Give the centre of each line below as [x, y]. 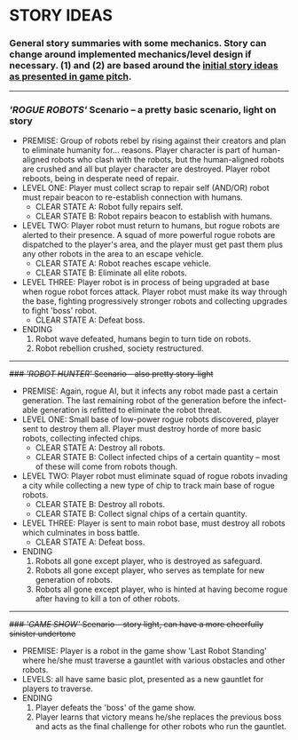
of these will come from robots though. [106, 466]
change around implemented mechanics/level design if [130, 54]
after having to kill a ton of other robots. [107, 598]
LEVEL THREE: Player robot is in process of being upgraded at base [146, 282]
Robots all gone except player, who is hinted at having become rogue [161, 589]
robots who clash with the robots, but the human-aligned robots [168, 159]
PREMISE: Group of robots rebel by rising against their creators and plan [154, 140]
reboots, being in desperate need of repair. [100, 178]
